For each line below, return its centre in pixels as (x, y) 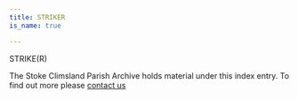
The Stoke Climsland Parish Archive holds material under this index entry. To (149, 75)
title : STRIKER (37, 17)
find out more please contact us (68, 85)
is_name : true (36, 26)
